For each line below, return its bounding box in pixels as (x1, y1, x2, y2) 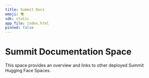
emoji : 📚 (5, 12, 24, 17)
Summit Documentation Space (5, 46, 132, 58)
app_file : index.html (5, 20, 49, 26)
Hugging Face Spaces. (5, 68, 51, 74)
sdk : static (5, 16, 29, 21)
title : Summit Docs (5, 7, 45, 12)
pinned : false (5, 25, 34, 30)
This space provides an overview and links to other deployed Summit (5, 62, 144, 68)
